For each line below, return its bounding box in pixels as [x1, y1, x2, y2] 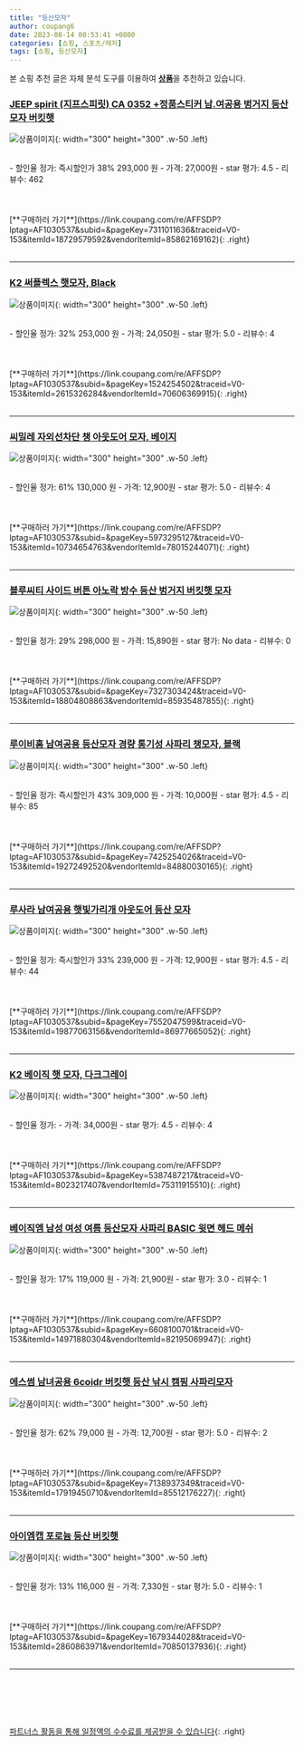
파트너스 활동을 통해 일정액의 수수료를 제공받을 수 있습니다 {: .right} [9, 1726, 246, 1737]
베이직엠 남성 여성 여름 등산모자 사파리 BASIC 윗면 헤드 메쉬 [9, 1222, 254, 1234]
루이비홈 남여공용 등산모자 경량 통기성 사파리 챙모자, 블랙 [9, 738, 242, 751]
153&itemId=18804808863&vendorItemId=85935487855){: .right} [9, 696, 255, 707]
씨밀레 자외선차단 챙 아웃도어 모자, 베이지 [9, 430, 177, 443]
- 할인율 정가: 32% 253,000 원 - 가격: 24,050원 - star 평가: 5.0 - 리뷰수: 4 [9, 327, 275, 338]
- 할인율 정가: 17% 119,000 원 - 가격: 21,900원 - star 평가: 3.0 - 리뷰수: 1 [9, 1273, 267, 1284]
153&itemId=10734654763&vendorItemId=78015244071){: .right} [9, 541, 251, 553]
